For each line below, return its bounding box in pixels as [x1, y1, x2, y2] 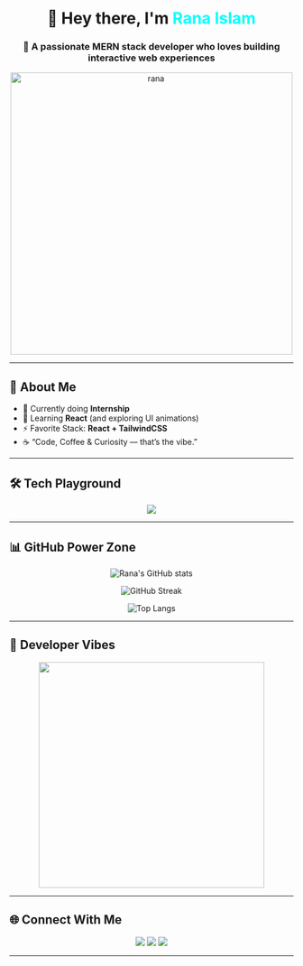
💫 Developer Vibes [9, 637, 115, 653]
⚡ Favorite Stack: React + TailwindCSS [22, 423, 168, 434]
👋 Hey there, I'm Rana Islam [47, 8, 256, 29]
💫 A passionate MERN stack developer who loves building [23, 41, 280, 53]
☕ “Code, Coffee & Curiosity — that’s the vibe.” [22, 437, 198, 448]
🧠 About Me [9, 379, 77, 395]
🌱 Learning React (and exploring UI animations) [22, 413, 199, 423]
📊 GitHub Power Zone [9, 539, 137, 554]
